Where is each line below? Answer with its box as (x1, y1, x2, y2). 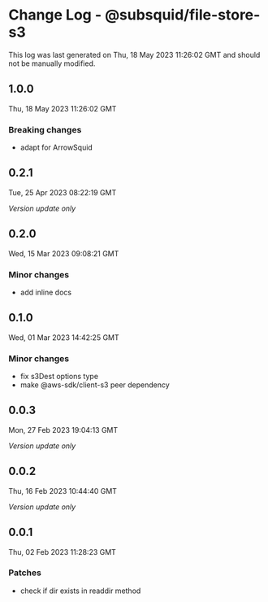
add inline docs (19, 287, 71, 297)
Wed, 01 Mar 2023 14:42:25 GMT (8, 332, 119, 342)
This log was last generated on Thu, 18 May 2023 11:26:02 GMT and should (8, 50, 261, 59)
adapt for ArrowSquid (19, 142, 93, 152)
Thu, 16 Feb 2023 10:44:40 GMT (8, 486, 118, 495)
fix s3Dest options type (19, 372, 99, 382)
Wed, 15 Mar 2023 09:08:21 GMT (8, 248, 119, 258)
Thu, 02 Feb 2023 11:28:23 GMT (8, 547, 116, 556)
